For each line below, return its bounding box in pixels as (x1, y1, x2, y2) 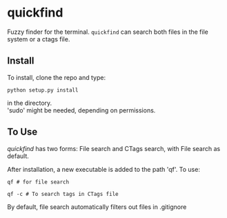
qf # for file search (7, 178, 70, 186)
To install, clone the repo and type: (7, 73, 106, 81)
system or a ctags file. (7, 34, 70, 43)
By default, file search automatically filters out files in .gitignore (7, 202, 187, 211)
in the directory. (7, 99, 52, 107)
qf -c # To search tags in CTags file (7, 190, 119, 197)
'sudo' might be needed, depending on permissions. (7, 106, 156, 115)
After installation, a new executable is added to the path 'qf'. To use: (7, 165, 200, 173)
